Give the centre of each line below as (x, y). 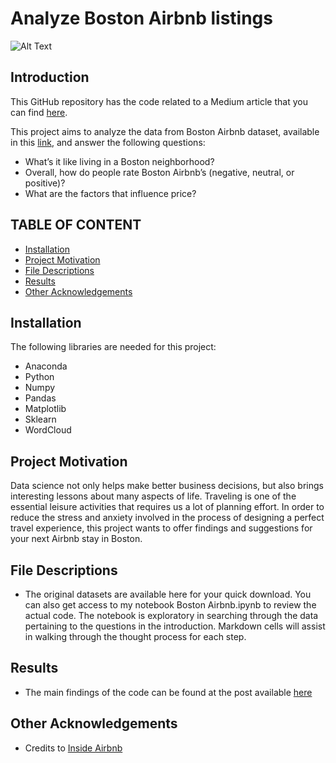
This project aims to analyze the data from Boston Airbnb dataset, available (165, 131)
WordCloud (48, 430)
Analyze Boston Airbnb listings (141, 18)
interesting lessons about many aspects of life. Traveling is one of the (153, 496)
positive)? (45, 183)
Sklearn (40, 419)
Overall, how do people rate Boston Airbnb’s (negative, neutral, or (159, 172)
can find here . (39, 112)
